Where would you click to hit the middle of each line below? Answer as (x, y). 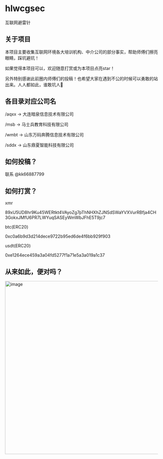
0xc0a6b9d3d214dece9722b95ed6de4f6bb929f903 (58, 236)
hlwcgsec (25, 8)
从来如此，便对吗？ (34, 271)
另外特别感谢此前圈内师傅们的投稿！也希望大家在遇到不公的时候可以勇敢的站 (81, 79)
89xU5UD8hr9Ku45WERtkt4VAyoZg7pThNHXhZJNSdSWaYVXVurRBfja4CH (81, 213)
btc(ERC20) (17, 227)
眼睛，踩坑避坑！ (22, 58)
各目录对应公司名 (31, 102)
